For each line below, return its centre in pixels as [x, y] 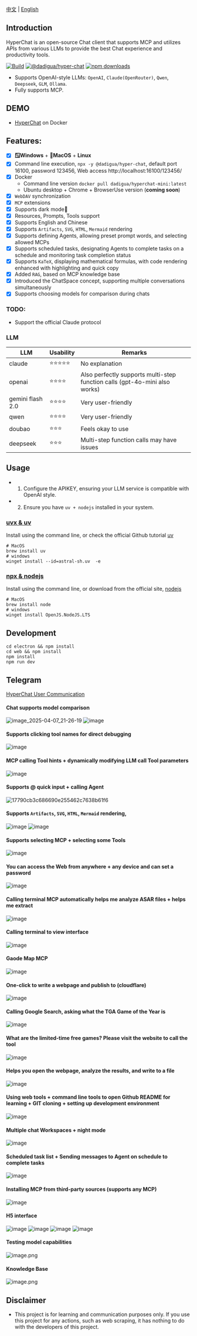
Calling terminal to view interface [47, 932]
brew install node [28, 605]
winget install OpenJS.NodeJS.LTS [48, 615]
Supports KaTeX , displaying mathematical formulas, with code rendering [101, 261]
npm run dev [21, 662]
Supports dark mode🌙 [41, 209]
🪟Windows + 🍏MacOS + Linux [53, 156]
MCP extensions [33, 203]
